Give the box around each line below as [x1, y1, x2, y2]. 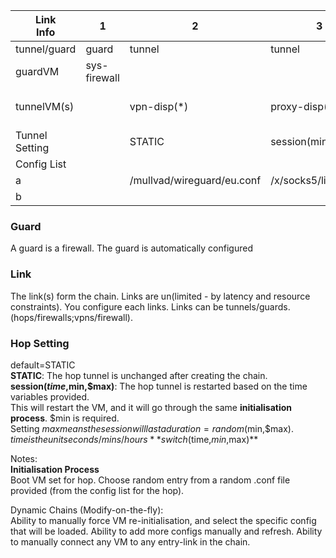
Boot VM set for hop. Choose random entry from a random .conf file [10, 474, 291, 486]
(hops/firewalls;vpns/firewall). [10, 311, 133, 323]
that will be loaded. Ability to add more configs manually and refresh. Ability [10, 525, 323, 537]
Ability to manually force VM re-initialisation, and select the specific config [10, 514, 317, 526]
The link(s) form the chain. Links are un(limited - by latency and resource [10, 290, 311, 302]
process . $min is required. [10, 412, 120, 424]
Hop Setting [10, 336, 70, 350]
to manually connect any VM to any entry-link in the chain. [10, 535, 251, 548]
